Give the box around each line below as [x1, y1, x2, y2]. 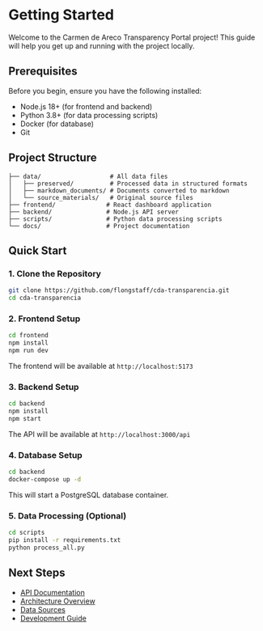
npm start [8, 414, 42, 422]
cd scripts [8, 528, 45, 537]
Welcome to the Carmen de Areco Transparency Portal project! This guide [8, 32, 256, 42]
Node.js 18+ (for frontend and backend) [19, 101, 153, 111]
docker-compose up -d [8, 476, 82, 484]
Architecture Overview [19, 596, 95, 606]
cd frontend [8, 332, 49, 340]
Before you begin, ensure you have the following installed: [8, 86, 202, 95]
